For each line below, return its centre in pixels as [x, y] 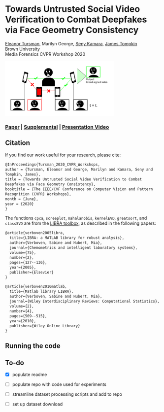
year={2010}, [23, 321]
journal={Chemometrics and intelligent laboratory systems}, [74, 247]
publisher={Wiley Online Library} [45, 326]
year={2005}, [23, 267]
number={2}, [22, 257]
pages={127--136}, [29, 262]
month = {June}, [22, 199]
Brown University [23, 49]
